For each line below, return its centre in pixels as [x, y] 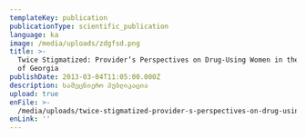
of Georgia [38, 69]
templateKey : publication [58, 18]
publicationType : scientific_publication [89, 26]
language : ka [34, 34]
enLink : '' [30, 119]
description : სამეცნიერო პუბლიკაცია [79, 85]
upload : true [34, 94]
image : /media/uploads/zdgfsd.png [75, 43]
